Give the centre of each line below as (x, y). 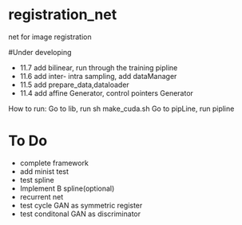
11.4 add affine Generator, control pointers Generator (107, 93)
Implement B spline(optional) (67, 188)
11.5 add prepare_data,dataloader (74, 85)
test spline (37, 180)
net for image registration (50, 37)
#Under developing (40, 52)
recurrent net (42, 196)
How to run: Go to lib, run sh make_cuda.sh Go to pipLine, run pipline (121, 109)
